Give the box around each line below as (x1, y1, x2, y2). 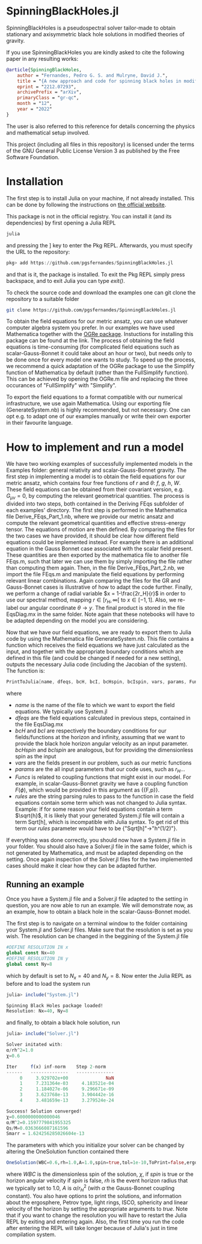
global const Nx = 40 (6, 950, 55, 956)
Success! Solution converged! (6, 1108, 82, 1114)
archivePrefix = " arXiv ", (17, 89, 82, 95)
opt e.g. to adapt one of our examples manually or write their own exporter (6, 413, 191, 420)
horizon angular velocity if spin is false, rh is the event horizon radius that (6, 1177, 188, 1184)
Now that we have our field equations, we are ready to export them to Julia (6, 629, 191, 636)
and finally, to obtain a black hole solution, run (6, 1019, 120, 1026)
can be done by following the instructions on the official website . (6, 201, 167, 208)
